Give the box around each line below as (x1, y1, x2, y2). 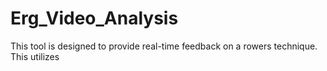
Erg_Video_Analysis (10, 7, 179, 30)
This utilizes (10, 50, 60, 62)
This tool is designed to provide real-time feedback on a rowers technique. (10, 40, 318, 52)
